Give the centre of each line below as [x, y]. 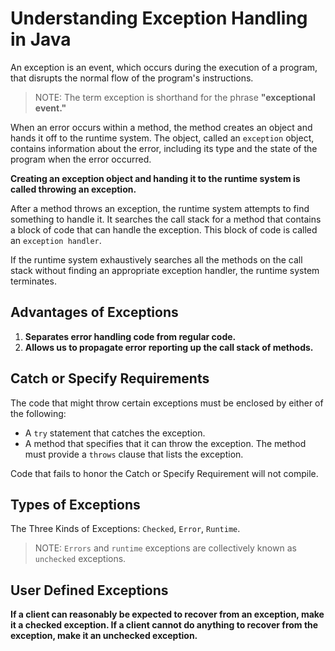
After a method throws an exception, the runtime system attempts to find [160, 208]
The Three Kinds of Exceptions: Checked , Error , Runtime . [125, 529]
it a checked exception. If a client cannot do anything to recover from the [164, 625]
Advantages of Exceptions [94, 312]
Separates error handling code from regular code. [130, 336]
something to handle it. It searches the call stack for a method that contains [166, 219]
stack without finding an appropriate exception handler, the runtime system [165, 270]
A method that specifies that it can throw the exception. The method [165, 443]
